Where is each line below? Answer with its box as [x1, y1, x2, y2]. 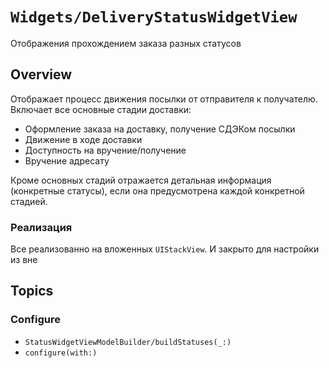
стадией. [10, 195, 48, 207]
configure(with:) [24, 348, 98, 358]
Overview [10, 66, 73, 83]
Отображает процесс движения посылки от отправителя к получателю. [10, 93, 318, 105]
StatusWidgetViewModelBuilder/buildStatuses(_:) [24, 337, 232, 347]
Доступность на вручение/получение [24, 144, 187, 156]
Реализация [10, 220, 73, 234]
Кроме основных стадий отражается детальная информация [10, 174, 272, 186]
